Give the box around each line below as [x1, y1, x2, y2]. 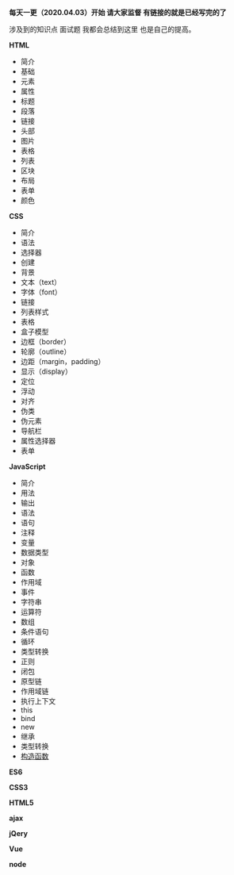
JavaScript [9, 462, 46, 471]
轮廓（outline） [20, 347, 71, 356]
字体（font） [20, 287, 62, 297]
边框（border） [20, 337, 71, 346]
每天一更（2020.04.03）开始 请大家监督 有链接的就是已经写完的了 [9, 8, 227, 17]
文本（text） [20, 278, 62, 286]
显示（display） [20, 367, 72, 376]
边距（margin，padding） [20, 357, 105, 366]
